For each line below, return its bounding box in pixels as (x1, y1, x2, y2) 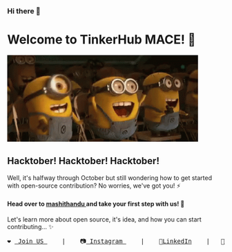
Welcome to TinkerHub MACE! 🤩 (7, 32, 196, 48)
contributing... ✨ (7, 222, 54, 231)
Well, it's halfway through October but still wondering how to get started (7, 173, 213, 182)
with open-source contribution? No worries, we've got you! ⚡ (7, 181, 181, 190)
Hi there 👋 (7, 6, 41, 16)
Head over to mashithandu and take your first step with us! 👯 (7, 200, 185, 208)
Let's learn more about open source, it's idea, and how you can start (7, 215, 202, 224)
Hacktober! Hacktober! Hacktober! (7, 155, 160, 167)
